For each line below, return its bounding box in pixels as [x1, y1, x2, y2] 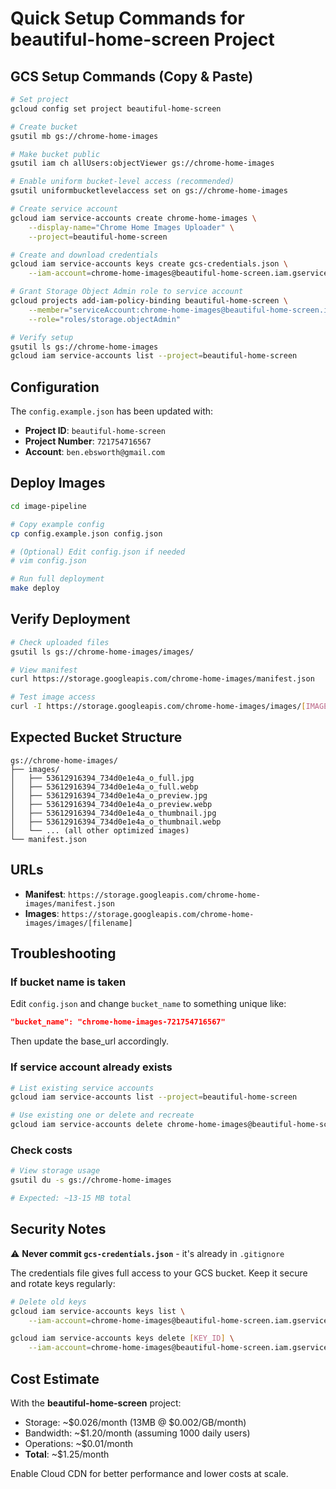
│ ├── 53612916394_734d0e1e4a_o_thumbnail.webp [10, 817, 222, 827]
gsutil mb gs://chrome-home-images [10, 131, 159, 141]
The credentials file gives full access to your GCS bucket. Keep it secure [10, 1267, 308, 1279]
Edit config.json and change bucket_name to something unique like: [10, 998, 287, 1010]
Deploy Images [10, 475, 106, 492]
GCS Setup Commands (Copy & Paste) [10, 68, 254, 85]
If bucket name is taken [10, 975, 127, 989]
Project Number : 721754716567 [24, 435, 152, 447]
